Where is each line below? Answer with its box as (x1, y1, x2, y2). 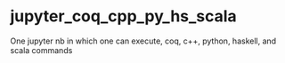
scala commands (10, 44, 73, 55)
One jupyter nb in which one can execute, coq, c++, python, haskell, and (10, 35, 277, 46)
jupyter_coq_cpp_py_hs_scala (10, 6, 237, 27)
